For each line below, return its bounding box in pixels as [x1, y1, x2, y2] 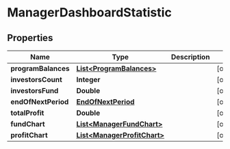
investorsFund [10, 86, 59, 95]
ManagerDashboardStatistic [7, 5, 172, 21]
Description [170, 53, 210, 62]
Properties [7, 32, 53, 44]
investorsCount [10, 75, 63, 84]
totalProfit [10, 108, 44, 118]
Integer [76, 75, 101, 84]
